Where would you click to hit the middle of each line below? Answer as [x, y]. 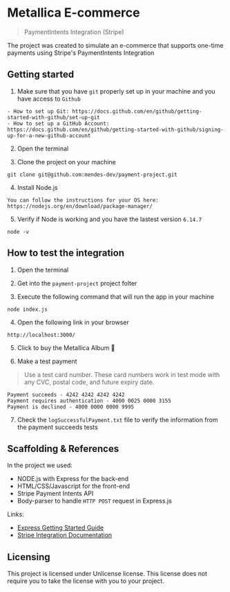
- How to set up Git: [38, 111]
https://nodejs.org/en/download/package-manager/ [80, 206]
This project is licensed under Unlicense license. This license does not [107, 574]
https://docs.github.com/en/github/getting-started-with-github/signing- [116, 130]
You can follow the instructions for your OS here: [83, 200]
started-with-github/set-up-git [54, 117]
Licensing [29, 557]
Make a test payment [47, 361]
